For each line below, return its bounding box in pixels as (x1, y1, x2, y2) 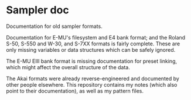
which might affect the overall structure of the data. (6, 63, 130, 70)
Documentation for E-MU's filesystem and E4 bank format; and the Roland (6, 34, 186, 41)
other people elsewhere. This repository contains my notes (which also (6, 81, 178, 88)
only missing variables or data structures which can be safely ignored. (6, 46, 176, 53)
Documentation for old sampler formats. (6, 23, 103, 30)
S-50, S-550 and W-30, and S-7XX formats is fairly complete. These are (6, 40, 180, 47)
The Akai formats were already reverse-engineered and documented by (6, 75, 180, 82)
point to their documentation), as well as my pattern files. (6, 87, 144, 94)
